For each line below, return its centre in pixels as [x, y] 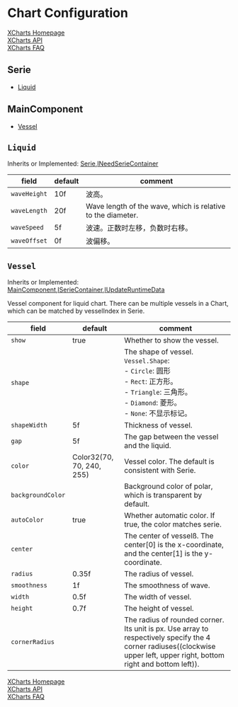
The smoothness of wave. [167, 585]
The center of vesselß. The [169, 536]
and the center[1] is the [163, 553]
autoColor [27, 520]
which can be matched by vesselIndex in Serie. [76, 311]
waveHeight [29, 194]
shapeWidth [29, 425]
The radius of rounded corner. [174, 620]
